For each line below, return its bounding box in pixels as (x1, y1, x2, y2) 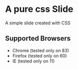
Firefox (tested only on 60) (12, 53, 67, 59)
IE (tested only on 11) (12, 58, 55, 64)
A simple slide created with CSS (5, 20, 71, 26)
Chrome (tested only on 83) (12, 47, 70, 53)
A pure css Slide (5, 3, 74, 15)
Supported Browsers (5, 34, 71, 43)
